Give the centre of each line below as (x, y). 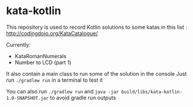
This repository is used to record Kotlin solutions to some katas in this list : (97, 27)
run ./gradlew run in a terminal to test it (54, 80)
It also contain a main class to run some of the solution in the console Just (96, 73)
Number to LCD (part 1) (43, 62)
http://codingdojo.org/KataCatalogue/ (52, 33)
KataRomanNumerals (41, 56)
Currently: (18, 45)
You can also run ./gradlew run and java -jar (63, 91)
